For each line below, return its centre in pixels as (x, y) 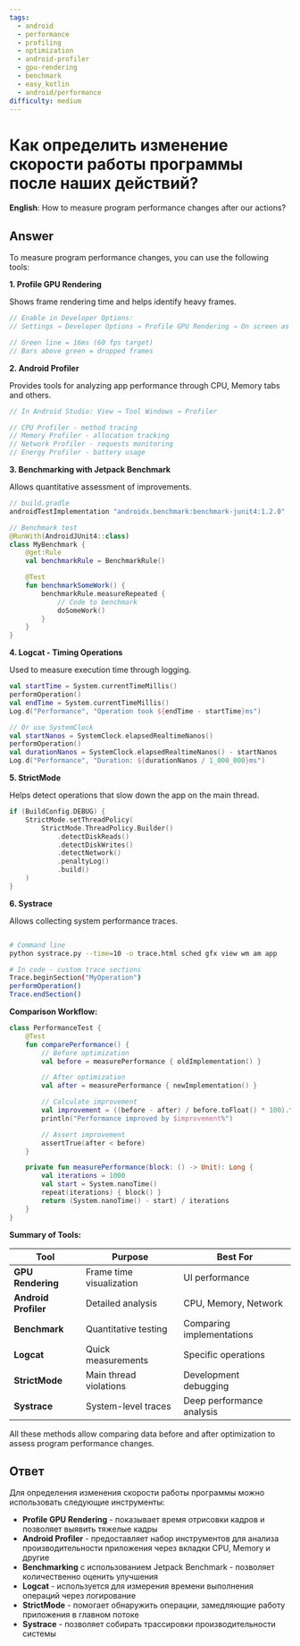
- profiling (40, 43)
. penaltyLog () (83, 861)
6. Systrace (31, 903)
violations (106, 1386)
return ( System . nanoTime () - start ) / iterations (135, 1200)
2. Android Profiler (44, 368)
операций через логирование (79, 1596)
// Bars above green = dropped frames (81, 351)
